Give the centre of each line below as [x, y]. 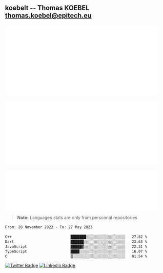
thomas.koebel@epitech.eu [48, 16]
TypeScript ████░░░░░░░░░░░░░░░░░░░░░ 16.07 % [76, 252]
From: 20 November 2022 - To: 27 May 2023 [49, 227]
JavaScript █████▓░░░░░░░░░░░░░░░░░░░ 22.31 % [76, 247]
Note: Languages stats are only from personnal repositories [77, 218]
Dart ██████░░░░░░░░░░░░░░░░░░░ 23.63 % [76, 242]
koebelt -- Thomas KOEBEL [47, 8]
